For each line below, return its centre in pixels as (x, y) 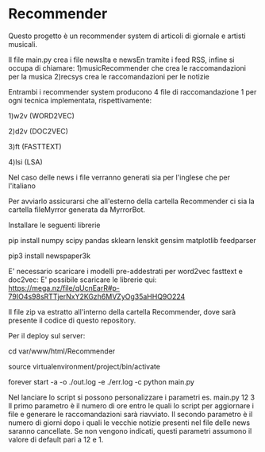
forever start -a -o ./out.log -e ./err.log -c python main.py (101, 381)
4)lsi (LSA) (26, 162)
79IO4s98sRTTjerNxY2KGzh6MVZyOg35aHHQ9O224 (97, 296)
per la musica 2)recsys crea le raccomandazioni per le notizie (109, 76)
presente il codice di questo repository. (72, 320)
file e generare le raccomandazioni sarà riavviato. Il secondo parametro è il (131, 414)
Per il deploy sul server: (47, 335)
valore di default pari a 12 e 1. (56, 439)
